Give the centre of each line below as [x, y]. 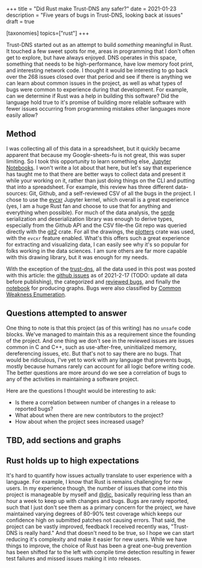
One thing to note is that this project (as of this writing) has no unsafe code [99, 328]
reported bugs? [34, 409]
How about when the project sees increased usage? [79, 421]
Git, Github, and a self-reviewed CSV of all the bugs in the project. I [112, 193]
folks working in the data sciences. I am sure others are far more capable [97, 251]
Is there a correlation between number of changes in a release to [95, 402]
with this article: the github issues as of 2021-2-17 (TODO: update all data [97, 275]
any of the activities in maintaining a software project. [73, 379]
